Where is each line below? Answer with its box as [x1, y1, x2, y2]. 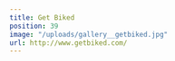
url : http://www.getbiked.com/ [9, 38, 128, 48]
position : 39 [9, 22, 59, 30]
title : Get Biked [9, 13, 75, 22]
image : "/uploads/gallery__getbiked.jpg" [9, 30, 169, 39]
